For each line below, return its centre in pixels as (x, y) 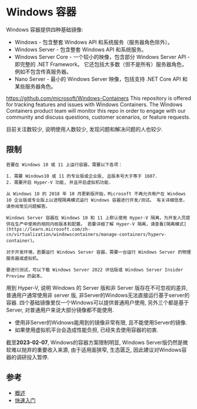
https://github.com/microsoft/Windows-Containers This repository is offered (98, 98)
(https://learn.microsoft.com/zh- (49, 229)
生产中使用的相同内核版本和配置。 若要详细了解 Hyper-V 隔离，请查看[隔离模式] (101, 224)
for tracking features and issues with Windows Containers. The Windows (94, 104)
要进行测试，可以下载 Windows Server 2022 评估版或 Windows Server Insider (95, 270)
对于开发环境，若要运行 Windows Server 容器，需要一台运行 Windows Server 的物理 (98, 252)
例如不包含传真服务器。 (43, 71)
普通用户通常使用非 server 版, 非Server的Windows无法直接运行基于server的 (98, 295)
